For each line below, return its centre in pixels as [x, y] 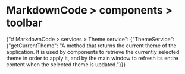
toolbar [24, 23]
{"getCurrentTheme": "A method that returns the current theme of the [91, 46]
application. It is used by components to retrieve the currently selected [93, 52]
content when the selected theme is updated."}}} [66, 64]
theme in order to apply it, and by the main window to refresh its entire [92, 58]
